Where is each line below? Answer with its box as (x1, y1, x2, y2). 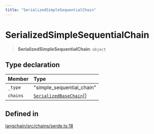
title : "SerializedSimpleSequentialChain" (5, 7, 96, 13)
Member (8, 75, 29, 82)
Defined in (5, 109, 39, 118)
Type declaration (5, 60, 60, 69)
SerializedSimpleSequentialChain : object (17, 46, 106, 52)
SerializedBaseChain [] (33, 92, 87, 99)
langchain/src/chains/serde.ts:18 (5, 123, 73, 129)
